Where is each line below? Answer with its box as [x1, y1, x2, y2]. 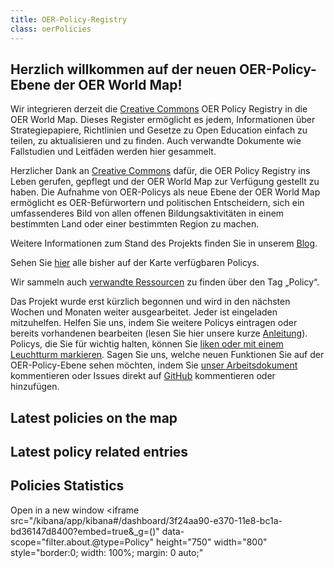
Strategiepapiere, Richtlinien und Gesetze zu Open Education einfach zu [10, 124, 308, 136]
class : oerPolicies [10, 24, 92, 34]
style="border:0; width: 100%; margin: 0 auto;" [10, 546, 204, 558]
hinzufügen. [10, 381, 60, 393]
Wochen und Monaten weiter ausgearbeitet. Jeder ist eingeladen [10, 306, 278, 318]
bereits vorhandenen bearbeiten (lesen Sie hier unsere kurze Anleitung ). [10, 327, 308, 340]
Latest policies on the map [10, 409, 178, 426]
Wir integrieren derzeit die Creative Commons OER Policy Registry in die [10, 103, 308, 115]
